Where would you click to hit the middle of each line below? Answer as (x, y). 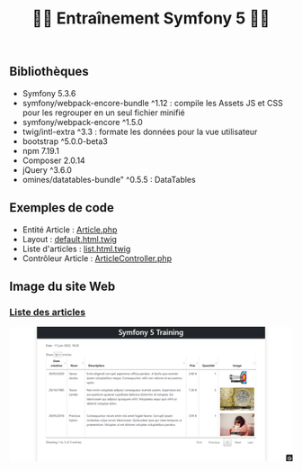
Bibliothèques (49, 72)
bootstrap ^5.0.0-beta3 (65, 141)
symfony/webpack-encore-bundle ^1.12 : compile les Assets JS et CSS (152, 103)
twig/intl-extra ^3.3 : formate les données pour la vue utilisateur (140, 131)
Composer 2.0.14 (53, 160)
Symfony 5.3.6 (49, 93)
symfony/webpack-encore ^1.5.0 (83, 122)
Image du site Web (62, 286)
